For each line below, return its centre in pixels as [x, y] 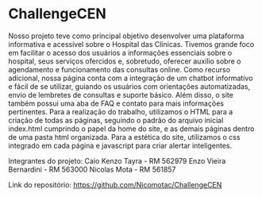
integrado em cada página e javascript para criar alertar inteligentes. [120, 145]
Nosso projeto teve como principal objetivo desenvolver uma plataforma [126, 36]
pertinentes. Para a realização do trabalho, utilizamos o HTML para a [121, 111]
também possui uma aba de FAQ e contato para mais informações [116, 103]
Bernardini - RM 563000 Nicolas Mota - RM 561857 [92, 169]
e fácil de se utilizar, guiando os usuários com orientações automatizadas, [129, 86]
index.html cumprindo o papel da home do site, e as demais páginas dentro [131, 129]
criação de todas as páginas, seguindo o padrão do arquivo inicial [116, 120]
